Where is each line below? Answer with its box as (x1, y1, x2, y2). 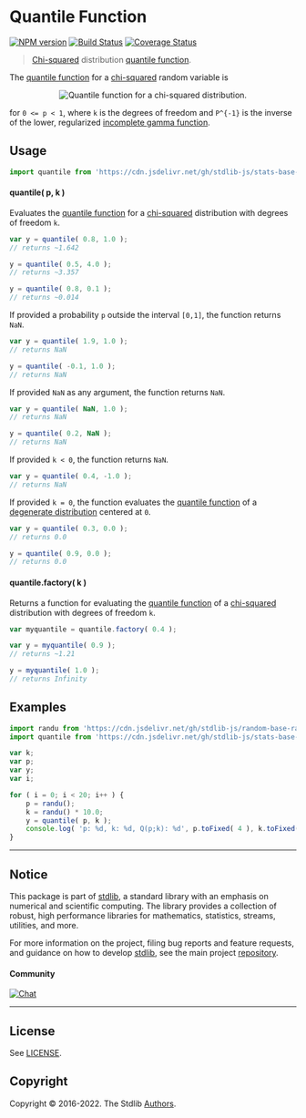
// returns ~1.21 (9, 650, 76, 659)
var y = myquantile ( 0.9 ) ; (9, 641, 117, 651)
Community (9, 968, 56, 979)
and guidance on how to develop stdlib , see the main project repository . (9, 948, 280, 959)
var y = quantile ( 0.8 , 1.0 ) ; (9, 234, 128, 243)
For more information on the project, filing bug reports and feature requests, (9, 938, 294, 949)
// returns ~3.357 (9, 268, 79, 277)
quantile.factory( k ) (9, 577, 87, 588)
